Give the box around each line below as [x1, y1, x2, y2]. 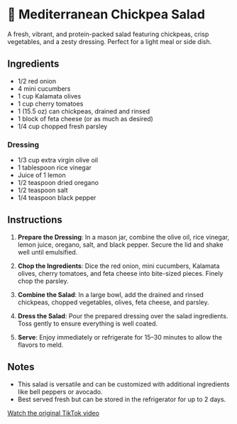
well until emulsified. [17, 247, 78, 256]
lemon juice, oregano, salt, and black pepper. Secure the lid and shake [17, 240, 224, 249]
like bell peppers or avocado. [17, 387, 103, 396]
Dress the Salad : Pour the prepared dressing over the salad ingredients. [17, 311, 228, 320]
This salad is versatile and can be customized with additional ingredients [17, 379, 230, 389]
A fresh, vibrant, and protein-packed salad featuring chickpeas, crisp [7, 30, 209, 38]
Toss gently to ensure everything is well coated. [17, 319, 158, 328]
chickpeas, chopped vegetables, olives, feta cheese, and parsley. [17, 298, 209, 306]
